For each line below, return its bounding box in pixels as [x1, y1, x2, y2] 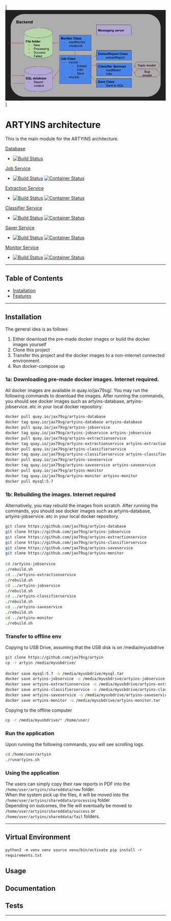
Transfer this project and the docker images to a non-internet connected [12, 352, 165, 359]
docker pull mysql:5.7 [5, 479, 53, 484]
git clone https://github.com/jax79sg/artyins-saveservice [5, 545, 133, 551]
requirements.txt [5, 853, 42, 858]
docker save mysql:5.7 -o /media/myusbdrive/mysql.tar [5, 671, 124, 676]
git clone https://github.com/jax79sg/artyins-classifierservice [5, 540, 147, 545]
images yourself [12, 341, 47, 347]
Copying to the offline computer [5, 707, 72, 713]
